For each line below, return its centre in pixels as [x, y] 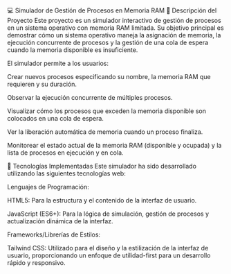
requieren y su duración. [42, 84]
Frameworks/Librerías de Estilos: [54, 234]
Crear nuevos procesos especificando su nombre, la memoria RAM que [109, 77]
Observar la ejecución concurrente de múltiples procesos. [90, 97]
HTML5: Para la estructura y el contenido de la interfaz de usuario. [102, 200]
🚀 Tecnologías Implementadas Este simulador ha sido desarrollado [102, 166]
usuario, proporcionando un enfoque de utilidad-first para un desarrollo [109, 255]
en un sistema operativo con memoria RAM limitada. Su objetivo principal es [115, 28]
